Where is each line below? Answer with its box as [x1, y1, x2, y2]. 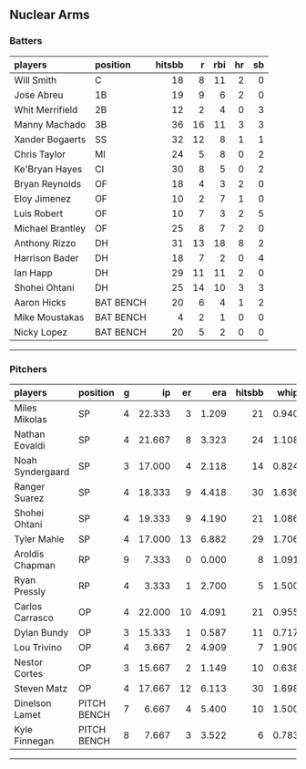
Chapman [14, 558, 56, 571]
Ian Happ [14, 266, 53, 279]
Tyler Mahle [14, 533, 66, 546]
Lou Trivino [14, 640, 62, 653]
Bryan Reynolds [14, 177, 82, 190]
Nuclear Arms [9, 7, 90, 23]
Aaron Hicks [14, 296, 66, 308]
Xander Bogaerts [14, 132, 87, 145]
